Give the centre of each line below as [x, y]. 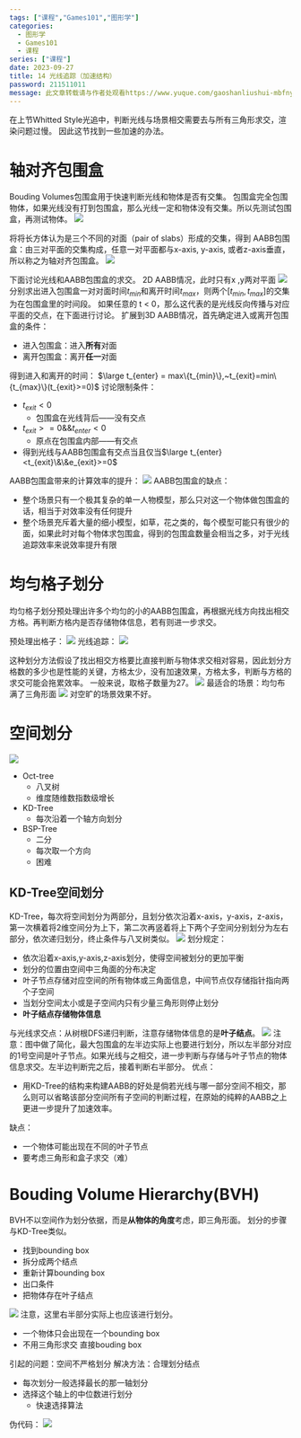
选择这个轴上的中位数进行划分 [77, 1394]
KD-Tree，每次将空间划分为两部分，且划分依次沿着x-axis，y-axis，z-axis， [149, 916]
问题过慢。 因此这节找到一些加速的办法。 [92, 130]
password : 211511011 [48, 84]
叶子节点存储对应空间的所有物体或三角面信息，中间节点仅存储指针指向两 [155, 980]
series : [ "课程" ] [40, 59]
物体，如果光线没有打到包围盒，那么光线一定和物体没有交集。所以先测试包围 [150, 208]
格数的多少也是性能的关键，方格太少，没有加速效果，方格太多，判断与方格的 [150, 671]
